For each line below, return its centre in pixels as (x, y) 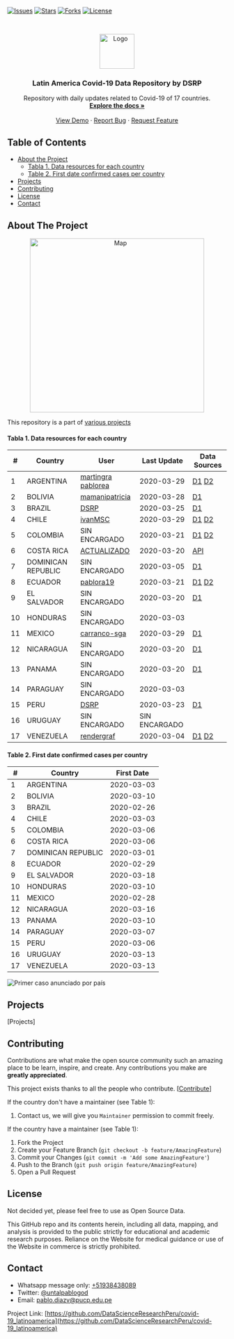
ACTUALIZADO (105, 551)
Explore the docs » (117, 106)
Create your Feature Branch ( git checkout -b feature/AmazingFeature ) (119, 1150)
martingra (96, 477)
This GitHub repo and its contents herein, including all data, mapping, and (112, 1224)
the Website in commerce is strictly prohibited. (74, 1246)
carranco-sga (103, 633)
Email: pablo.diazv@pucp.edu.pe (65, 1300)
